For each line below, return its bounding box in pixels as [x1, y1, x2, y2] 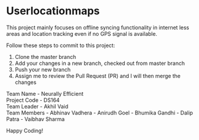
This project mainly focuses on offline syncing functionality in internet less [6, 24, 189, 31]
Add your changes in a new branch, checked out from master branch [14, 60, 185, 67]
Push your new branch [14, 66, 71, 73]
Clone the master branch [14, 53, 76, 60]
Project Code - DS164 [6, 97, 60, 104]
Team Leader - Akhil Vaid [6, 102, 69, 110]
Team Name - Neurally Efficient [6, 90, 84, 97]
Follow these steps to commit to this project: [6, 42, 115, 49]
